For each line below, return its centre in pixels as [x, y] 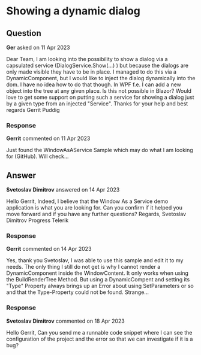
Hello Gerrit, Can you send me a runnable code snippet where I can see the [99, 332]
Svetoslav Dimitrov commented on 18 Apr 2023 [65, 321]
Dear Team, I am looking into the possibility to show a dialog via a [87, 59]
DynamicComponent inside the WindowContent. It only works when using [97, 273]
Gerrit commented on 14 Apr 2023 [49, 249]
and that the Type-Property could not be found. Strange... [77, 292]
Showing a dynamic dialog [73, 11]
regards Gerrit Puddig [33, 110]
